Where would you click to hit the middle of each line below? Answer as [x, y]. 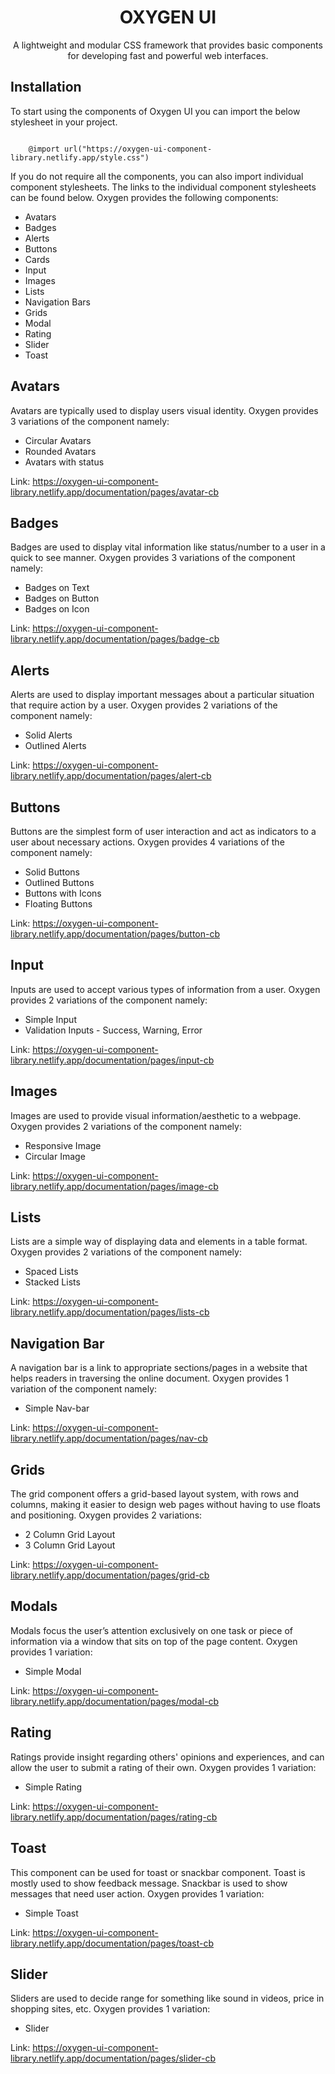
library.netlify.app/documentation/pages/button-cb [115, 934]
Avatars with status [64, 462]
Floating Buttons [58, 904]
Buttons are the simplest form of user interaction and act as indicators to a [163, 831]
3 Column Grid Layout [70, 1545]
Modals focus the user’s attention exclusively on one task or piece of [151, 1630]
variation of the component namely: [84, 1389]
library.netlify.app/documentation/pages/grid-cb [110, 1575]
